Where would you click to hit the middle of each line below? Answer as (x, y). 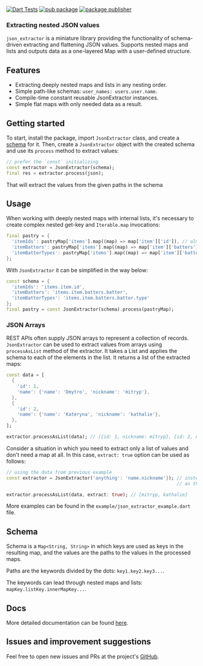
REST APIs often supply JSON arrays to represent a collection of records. (98, 338)
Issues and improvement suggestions (79, 642)
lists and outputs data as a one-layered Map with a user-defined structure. (99, 51)
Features (23, 70)
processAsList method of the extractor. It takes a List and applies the (92, 351)
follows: (16, 461)
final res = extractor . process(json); (55, 173)
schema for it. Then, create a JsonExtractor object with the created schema (101, 144)
